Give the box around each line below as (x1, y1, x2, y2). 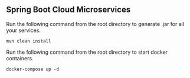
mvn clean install (6, 38, 51, 44)
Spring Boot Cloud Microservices (6, 5, 131, 15)
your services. (6, 27, 41, 34)
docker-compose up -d (6, 66, 60, 72)
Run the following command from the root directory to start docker (6, 48, 168, 56)
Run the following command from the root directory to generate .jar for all (6, 20, 185, 27)
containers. (6, 54, 34, 61)
